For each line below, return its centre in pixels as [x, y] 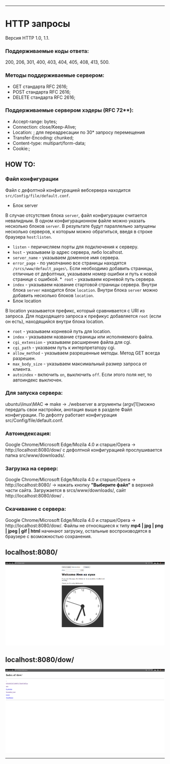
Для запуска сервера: [34, 393]
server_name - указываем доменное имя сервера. [66, 257]
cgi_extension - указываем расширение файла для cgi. [72, 342]
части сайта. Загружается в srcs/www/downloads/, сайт [66, 490]
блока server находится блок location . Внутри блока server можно [85, 290]
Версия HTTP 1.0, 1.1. [27, 38]
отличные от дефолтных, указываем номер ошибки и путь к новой [85, 274]
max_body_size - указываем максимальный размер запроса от [80, 364]
